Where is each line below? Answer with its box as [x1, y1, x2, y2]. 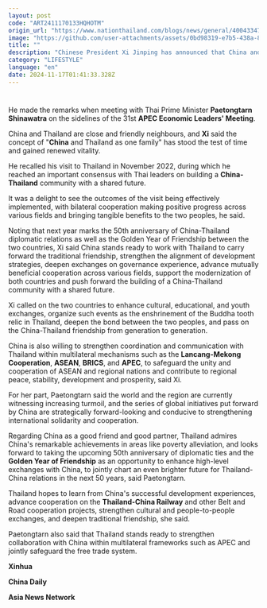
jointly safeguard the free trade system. [8, 546, 137, 556]
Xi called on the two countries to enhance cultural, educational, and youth [8, 300, 250, 310]
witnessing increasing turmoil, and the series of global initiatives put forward [8, 398, 259, 408]
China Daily [8, 577, 48, 587]
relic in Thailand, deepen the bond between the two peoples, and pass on [8, 317, 250, 327]
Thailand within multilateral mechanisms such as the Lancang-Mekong [8, 349, 242, 358]
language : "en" [8, 64, 59, 72]
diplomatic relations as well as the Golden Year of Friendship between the [8, 234, 250, 243]
